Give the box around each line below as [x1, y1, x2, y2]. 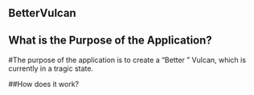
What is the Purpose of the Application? [8, 34, 213, 47]
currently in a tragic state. [8, 64, 94, 73]
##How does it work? [8, 79, 79, 89]
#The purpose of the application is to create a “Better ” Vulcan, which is [8, 55, 247, 64]
